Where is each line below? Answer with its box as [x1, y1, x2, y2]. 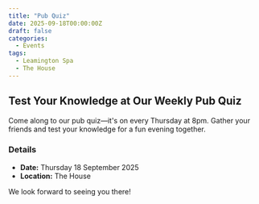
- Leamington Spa [15, 57, 74, 65]
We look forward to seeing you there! [8, 186, 131, 196]
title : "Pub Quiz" [8, 11, 70, 20]
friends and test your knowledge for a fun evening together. [8, 124, 207, 134]
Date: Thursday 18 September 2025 [19, 162, 139, 172]
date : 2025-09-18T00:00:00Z [8, 19, 103, 27]
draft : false [8, 27, 52, 35]
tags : [8, 49, 27, 57]
